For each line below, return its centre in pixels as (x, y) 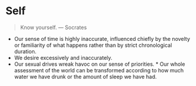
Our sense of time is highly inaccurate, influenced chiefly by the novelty (102, 39)
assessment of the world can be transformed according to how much (99, 70)
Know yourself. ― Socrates (53, 27)
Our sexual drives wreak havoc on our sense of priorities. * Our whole (99, 64)
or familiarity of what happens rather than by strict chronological (93, 45)
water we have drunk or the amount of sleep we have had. (85, 77)
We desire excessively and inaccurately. (63, 58)
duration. (25, 51)
